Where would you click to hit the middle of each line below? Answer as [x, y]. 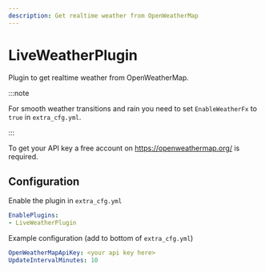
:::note [19, 93]
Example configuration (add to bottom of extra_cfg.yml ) [101, 238]
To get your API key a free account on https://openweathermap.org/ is [124, 148]
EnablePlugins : [34, 216]
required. [23, 156]
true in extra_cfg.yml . [45, 117]
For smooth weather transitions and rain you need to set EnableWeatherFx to [133, 108]
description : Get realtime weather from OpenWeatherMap [103, 16]
